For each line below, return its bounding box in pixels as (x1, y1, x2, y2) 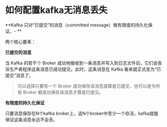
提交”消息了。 (5, 72, 34, 78)
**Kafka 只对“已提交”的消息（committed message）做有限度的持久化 (5, 22, 149, 28)
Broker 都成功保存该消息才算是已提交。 (23, 89, 104, 95)
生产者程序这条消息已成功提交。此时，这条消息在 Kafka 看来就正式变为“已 (9, 66, 162, 72)
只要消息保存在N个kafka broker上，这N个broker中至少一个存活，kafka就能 (5, 110, 159, 116)
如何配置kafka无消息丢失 (5, 4, 108, 16)
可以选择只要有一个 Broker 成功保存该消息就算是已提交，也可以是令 (17, 83, 156, 89)
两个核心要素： (5, 38, 36, 45)
